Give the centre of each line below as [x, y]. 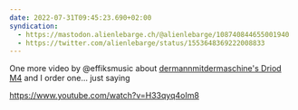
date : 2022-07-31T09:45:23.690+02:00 [81, 18]
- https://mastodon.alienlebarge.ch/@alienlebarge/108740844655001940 [154, 34]
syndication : [34, 26]
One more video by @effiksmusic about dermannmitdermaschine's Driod [146, 69]
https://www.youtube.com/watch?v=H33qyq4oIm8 [104, 96]
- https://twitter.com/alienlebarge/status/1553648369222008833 [141, 43]
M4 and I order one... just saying [70, 78]
